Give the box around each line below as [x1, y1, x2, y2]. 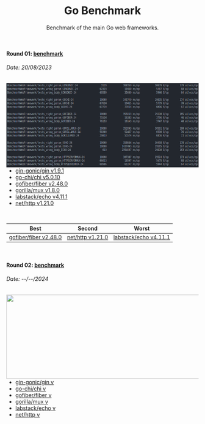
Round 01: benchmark [6, 50, 63, 57]
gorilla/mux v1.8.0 [15, 186, 60, 193]
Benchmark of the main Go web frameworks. [46, 24, 159, 31]
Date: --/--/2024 [6, 275, 49, 283]
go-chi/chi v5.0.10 [15, 173, 60, 180]
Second [77, 225, 98, 232]
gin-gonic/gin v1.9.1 [15, 166, 64, 174]
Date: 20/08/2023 [6, 64, 52, 71]
